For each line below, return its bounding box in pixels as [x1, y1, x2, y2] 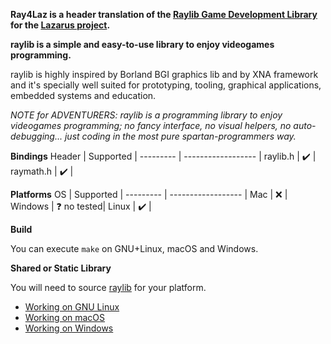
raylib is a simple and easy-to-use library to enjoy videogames [10, 39, 275, 50]
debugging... [10, 130, 63, 142]
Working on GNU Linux [24, 301, 120, 313]
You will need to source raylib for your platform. [10, 282, 207, 293]
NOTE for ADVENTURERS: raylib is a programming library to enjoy [10, 109, 283, 121]
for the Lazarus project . [10, 19, 111, 31]
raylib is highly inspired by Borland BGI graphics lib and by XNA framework [10, 69, 319, 80]
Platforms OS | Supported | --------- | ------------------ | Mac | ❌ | [10, 189, 288, 200]
